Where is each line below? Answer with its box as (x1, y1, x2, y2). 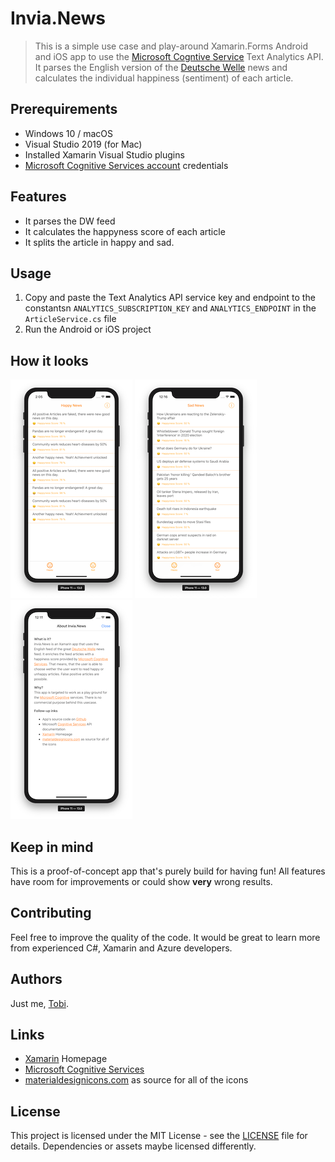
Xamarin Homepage (24, 1053, 108, 1065)
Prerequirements (10, 101, 118, 118)
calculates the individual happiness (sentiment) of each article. (34, 72, 294, 84)
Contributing (10, 905, 92, 922)
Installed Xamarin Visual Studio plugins (24, 148, 185, 161)
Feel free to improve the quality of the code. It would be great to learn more (10, 931, 321, 943)
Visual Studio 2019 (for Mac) (24, 138, 143, 150)
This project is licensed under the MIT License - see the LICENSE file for (10, 1130, 308, 1142)
